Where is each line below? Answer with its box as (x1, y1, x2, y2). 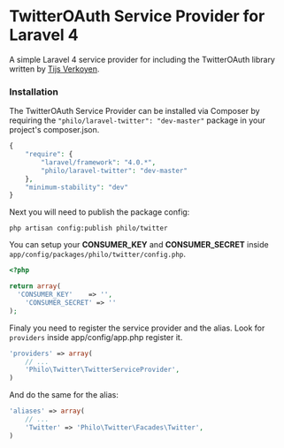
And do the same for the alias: (9, 390, 119, 400)
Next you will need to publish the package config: (9, 207, 190, 217)
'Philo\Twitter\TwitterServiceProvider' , (25, 365, 180, 375)
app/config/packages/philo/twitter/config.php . (9, 249, 187, 260)
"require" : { (25, 150, 73, 159)
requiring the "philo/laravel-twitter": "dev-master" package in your (9, 115, 265, 125)
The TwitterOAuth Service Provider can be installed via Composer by (9, 106, 260, 117)
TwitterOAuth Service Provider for (9, 6, 265, 27)
